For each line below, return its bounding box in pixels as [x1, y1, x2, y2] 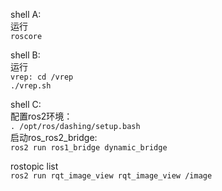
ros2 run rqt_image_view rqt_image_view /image [10, 171, 213, 181]
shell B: [10, 49, 41, 61]
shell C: [10, 99, 42, 110]
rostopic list [10, 160, 59, 172]
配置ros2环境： [10, 110, 73, 122]
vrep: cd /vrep [10, 72, 74, 82]
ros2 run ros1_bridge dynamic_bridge [10, 143, 168, 153]
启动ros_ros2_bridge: [10, 132, 98, 143]
